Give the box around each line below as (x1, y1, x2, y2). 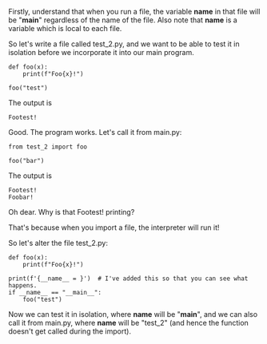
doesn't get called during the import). (8, 326, 132, 336)
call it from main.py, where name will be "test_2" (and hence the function (8, 318, 249, 327)
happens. (8, 282, 38, 290)
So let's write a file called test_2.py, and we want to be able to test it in (8, 39, 240, 49)
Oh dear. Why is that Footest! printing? (8, 208, 135, 216)
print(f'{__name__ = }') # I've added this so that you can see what (8, 275, 249, 283)
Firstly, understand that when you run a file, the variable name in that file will (8, 7, 261, 16)
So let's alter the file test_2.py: (8, 239, 108, 247)
